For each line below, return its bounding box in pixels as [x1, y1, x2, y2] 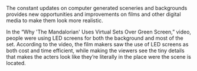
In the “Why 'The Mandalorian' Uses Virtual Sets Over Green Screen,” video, [6, 28, 192, 35]
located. [6, 60, 26, 66]
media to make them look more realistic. [6, 17, 103, 24]
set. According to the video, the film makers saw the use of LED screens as [6, 41, 189, 48]
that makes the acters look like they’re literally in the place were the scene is [6, 53, 192, 60]
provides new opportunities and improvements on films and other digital [6, 11, 181, 18]
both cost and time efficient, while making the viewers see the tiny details [6, 47, 185, 54]
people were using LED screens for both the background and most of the [6, 35, 184, 42]
